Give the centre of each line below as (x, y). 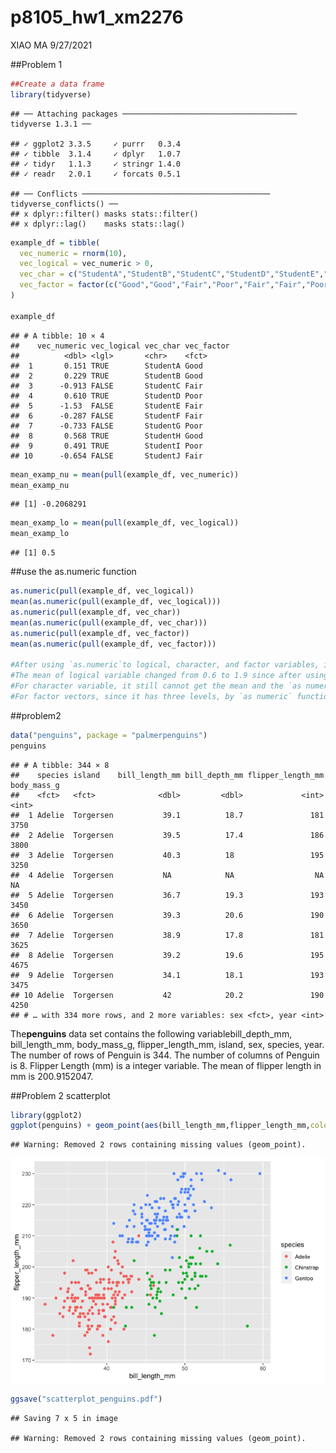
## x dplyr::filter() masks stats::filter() (104, 214)
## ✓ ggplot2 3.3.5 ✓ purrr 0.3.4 (96, 144)
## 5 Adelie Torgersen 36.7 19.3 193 (167, 895)
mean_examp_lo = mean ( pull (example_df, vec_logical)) (125, 523)
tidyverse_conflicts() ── (64, 204)
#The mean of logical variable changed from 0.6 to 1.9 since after (156, 676)
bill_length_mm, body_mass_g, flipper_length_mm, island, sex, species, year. (167, 1044)
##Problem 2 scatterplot (60, 1095)
